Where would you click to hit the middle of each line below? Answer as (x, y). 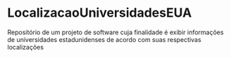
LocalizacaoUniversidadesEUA (100, 13)
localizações (26, 47)
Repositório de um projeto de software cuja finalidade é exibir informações (115, 32)
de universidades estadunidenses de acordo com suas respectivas (105, 39)
